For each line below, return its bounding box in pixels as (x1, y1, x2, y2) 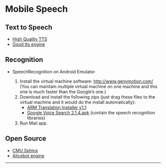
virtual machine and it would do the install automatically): (19, 99, 136, 105)
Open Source (5, 134, 46, 143)
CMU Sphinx (12, 147, 39, 153)
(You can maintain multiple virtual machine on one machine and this (19, 83, 158, 89)
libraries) (27, 115, 45, 121)
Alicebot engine (12, 153, 44, 159)
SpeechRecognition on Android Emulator (12, 68, 95, 74)
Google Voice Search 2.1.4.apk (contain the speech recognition (27, 109, 156, 115)
